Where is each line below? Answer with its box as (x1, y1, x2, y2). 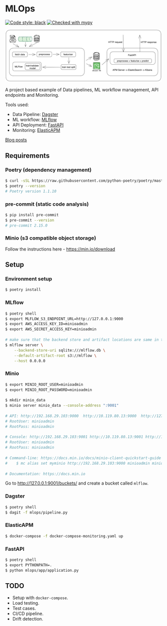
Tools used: (5, 102, 29, 108)
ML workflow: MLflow (12, 117, 57, 123)
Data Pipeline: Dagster (12, 112, 59, 118)
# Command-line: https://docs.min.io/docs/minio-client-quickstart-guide (5, 455, 162, 461)
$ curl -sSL (5, 178, 30, 183)
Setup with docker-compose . (12, 595, 69, 601)
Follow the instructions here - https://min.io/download (5, 246, 115, 252)
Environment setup (5, 275, 52, 282)
